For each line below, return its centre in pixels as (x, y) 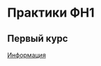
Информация (27, 55)
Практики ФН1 (51, 13)
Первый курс (38, 39)
